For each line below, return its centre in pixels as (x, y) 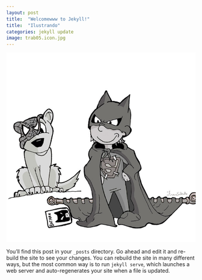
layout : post (23, 13)
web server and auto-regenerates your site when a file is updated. (88, 271)
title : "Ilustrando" (33, 25)
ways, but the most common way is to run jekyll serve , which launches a (98, 264)
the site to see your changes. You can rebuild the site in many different (107, 258)
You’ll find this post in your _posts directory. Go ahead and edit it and (92, 252)
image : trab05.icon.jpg (36, 38)
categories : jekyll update (40, 32)
